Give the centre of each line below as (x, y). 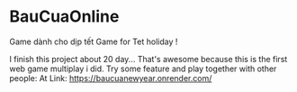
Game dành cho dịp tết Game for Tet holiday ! (94, 41)
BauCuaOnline (64, 17)
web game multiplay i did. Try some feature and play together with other (143, 69)
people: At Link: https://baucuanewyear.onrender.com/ (111, 78)
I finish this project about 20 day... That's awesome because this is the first (148, 59)
